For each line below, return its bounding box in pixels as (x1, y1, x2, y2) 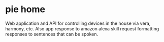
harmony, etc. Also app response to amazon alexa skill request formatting (5, 25, 159, 31)
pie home (5, 4, 46, 15)
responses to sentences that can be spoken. (5, 31, 98, 37)
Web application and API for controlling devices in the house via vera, (5, 20, 151, 26)
